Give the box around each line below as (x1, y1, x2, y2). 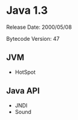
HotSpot (14, 68, 36, 76)
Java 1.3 (6, 4, 48, 17)
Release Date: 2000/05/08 (6, 23, 72, 31)
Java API (6, 86, 40, 96)
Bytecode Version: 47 (6, 35, 60, 42)
